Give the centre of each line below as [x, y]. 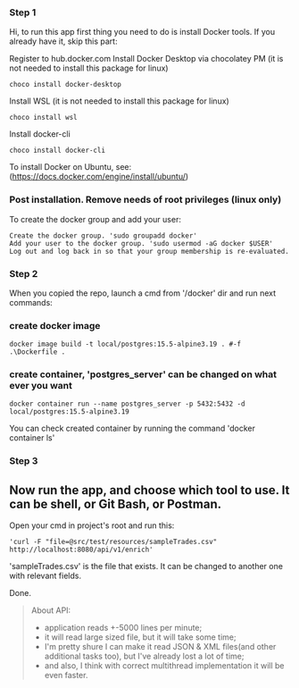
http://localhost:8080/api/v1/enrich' [81, 550]
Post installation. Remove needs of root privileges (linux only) [145, 200]
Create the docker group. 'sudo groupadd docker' [104, 235]
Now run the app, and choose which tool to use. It [149, 490]
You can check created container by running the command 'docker [133, 428]
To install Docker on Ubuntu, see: [71, 167]
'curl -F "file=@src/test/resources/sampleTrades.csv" [113, 542]
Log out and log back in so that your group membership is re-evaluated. [149, 251]
